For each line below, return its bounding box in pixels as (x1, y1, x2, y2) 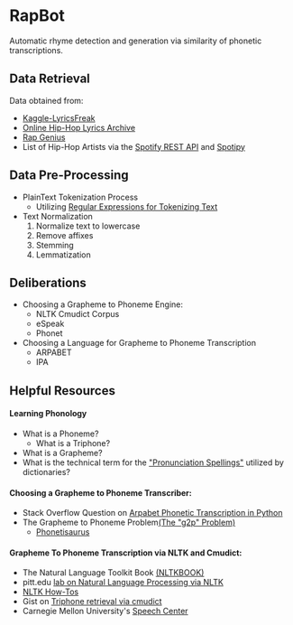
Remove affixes (35, 229, 94, 240)
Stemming (35, 239, 74, 250)
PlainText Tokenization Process (22, 191, 138, 202)
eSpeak (35, 318, 65, 330)
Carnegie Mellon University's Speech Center (22, 606, 188, 617)
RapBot (9, 5, 66, 26)
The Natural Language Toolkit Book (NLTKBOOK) (22, 567, 205, 578)
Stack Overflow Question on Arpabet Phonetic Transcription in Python (22, 508, 283, 518)
